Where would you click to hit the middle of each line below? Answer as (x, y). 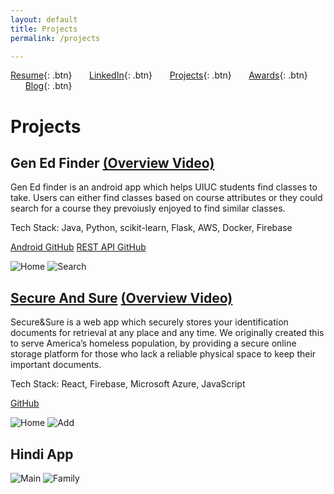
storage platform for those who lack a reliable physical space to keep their (163, 354)
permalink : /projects (55, 38)
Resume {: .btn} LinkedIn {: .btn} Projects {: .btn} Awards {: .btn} (159, 75)
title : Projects (44, 29)
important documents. (56, 365)
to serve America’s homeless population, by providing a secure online (153, 343)
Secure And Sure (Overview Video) (121, 297)
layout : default (44, 19)
